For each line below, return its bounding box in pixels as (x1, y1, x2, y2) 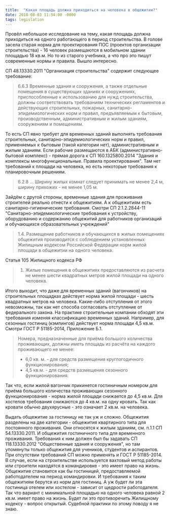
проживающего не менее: (17, 346, 75, 352)
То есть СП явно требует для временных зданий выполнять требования (5, 131, 162, 137)
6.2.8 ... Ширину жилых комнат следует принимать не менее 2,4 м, (17, 179, 164, 185)
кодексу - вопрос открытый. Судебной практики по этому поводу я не (5, 501, 159, 507)
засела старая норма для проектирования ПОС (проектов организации (5, 42, 161, 48)
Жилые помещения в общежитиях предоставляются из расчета (25, 267, 164, 273)
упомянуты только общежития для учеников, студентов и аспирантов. (5, 447, 159, 453)
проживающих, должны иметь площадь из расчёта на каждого (17, 341, 156, 347)
